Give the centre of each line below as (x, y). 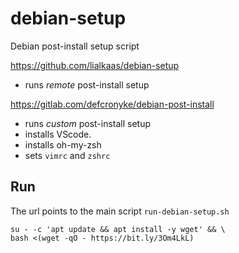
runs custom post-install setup (88, 123)
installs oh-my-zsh (63, 144)
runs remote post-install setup (87, 84)
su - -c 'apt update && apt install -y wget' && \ (118, 229)
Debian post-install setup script (75, 46)
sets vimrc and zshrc (67, 155)
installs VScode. (58, 134)
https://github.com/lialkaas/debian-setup (95, 65)
